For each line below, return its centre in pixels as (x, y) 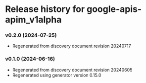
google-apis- (114, 9)
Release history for (45, 9)
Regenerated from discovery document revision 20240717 (72, 46)
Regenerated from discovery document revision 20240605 (72, 70)
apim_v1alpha (33, 20)
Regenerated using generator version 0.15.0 (57, 75)
